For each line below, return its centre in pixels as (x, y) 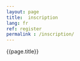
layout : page (23, 12)
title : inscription (32, 18)
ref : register (24, 29)
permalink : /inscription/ (40, 34)
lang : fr (17, 23)
